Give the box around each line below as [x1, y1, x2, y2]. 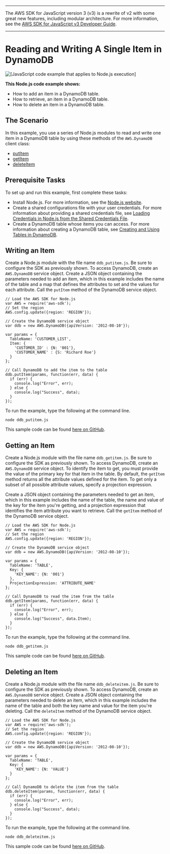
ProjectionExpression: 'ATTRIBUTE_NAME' [10, 581, 96, 586]
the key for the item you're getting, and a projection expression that [5, 502, 146, 509]
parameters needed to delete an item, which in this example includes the [5, 697, 157, 703]
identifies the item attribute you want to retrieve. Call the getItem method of [5, 508, 162, 514]
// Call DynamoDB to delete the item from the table [5, 784, 119, 789]
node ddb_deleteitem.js [5, 834, 56, 839]
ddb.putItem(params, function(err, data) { [5, 372, 99, 377]
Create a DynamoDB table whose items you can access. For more [12, 220, 150, 227]
